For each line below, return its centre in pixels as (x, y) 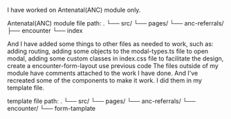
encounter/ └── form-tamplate (52, 108)
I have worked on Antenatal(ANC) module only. (74, 10)
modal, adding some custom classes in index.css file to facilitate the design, (115, 58)
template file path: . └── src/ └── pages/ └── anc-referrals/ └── (101, 101)
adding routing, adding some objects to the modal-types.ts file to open (108, 51)
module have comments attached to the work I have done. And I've (103, 73)
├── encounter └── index (45, 31)
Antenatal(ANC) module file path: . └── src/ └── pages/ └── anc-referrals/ (115, 23)
